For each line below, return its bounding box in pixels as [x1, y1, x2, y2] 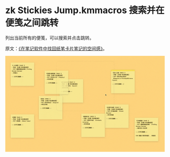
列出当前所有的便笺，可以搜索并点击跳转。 [5, 35, 94, 41]
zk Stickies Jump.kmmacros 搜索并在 [5, 5, 165, 16]
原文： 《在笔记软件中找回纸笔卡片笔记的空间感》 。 [5, 45, 107, 51]
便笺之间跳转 [5, 17, 59, 29]
